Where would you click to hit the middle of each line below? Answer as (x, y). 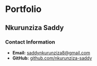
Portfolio (23, 9)
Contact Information (30, 42)
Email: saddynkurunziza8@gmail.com (51, 52)
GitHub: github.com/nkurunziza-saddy (52, 58)
